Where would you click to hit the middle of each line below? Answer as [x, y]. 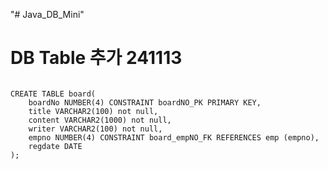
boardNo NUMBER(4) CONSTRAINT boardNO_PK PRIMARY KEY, [145, 102]
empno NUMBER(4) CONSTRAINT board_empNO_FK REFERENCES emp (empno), [174, 137]
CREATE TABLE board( [53, 94]
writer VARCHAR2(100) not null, [95, 129]
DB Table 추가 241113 [96, 58]
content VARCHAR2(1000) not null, [100, 120]
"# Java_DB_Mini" [47, 14]
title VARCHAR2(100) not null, [93, 111]
